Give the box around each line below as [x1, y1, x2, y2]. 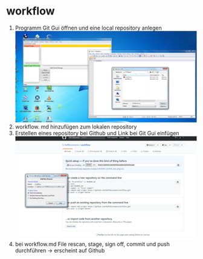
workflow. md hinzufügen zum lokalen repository [14, 123, 137, 130]
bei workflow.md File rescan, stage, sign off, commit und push [14, 240, 170, 248]
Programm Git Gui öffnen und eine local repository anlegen [14, 24, 162, 31]
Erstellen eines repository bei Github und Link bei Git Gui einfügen [14, 130, 179, 137]
